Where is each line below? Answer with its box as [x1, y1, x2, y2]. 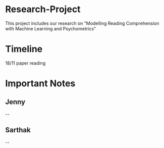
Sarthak [5, 126, 31, 134]
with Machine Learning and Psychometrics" [5, 25, 96, 31]
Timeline [5, 43, 43, 55]
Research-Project [5, 4, 81, 15]
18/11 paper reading [5, 60, 46, 66]
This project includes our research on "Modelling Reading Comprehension [5, 20, 159, 26]
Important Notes [5, 78, 76, 89]
